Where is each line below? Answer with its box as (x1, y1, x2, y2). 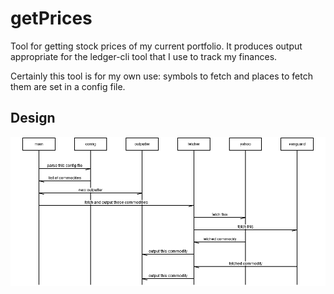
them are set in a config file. (10, 80, 126, 92)
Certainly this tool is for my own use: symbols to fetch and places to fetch (10, 70, 313, 82)
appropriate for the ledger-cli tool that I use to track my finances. (10, 50, 278, 62)
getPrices (10, 7, 93, 30)
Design (10, 110, 56, 127)
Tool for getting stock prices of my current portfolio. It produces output (10, 40, 303, 52)
